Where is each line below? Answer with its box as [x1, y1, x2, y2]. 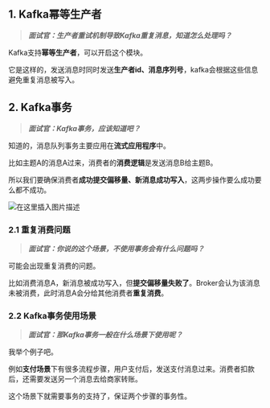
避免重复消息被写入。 [8, 75, 79, 84]
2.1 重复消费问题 [8, 224, 71, 235]
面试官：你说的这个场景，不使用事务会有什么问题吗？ [27, 244, 205, 253]
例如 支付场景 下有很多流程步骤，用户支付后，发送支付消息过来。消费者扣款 [8, 365, 255, 374]
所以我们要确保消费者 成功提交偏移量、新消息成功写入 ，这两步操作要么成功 [8, 175, 255, 184]
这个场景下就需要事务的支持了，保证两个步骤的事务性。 [8, 391, 191, 401]
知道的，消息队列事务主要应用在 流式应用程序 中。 [8, 140, 170, 150]
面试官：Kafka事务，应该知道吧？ [27, 123, 141, 133]
